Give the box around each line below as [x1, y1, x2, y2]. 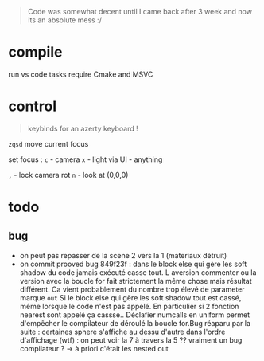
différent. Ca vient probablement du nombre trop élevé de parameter [19, 284, 245, 294]
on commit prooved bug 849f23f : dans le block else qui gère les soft [19, 259, 247, 269]
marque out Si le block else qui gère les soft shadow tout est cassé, [19, 292, 242, 302]
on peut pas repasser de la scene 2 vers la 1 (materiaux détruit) [19, 250, 227, 260]
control [8, 97, 57, 116]
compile [8, 43, 63, 61]
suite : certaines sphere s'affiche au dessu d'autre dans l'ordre [19, 327, 226, 336]
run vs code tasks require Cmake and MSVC [8, 69, 153, 79]
